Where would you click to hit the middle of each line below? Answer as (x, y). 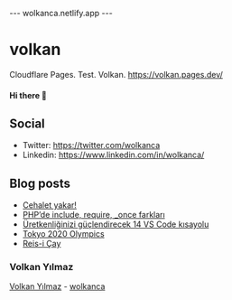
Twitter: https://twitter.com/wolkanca (91, 145)
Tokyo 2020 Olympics (64, 234)
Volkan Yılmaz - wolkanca (57, 286)
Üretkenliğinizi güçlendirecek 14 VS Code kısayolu (116, 224)
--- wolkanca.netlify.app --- (61, 13)
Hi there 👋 (28, 95)
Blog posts (40, 183)
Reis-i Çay (42, 244)
